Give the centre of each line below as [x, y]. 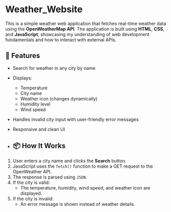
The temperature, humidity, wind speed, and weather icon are [85, 188]
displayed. [31, 193]
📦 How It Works [39, 146]
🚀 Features [23, 56]
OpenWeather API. [32, 171]
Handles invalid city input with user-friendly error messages [76, 119]
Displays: [22, 78]
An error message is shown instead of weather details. [78, 204]
